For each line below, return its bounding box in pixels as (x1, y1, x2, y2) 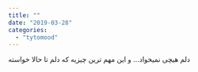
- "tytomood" (15, 33, 59, 41)
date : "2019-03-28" (8, 19, 73, 27)
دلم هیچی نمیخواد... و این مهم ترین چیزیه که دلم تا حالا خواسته (8, 55, 191, 64)
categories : (8, 26, 48, 34)
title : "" (8, 11, 41, 20)
